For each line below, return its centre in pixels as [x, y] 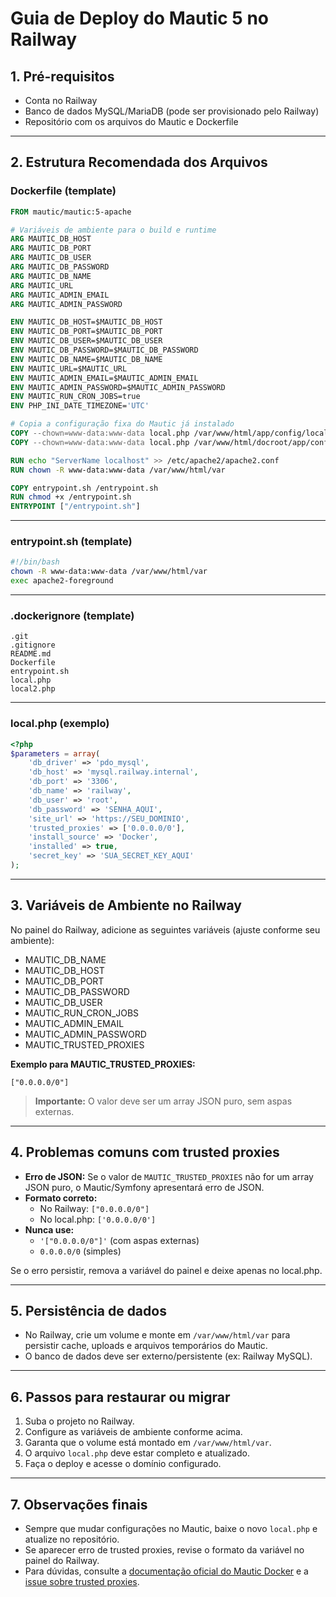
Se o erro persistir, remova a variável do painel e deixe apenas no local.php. [166, 1270]
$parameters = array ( [55, 753]
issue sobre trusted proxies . [82, 1582]
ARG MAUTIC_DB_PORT [51, 248]
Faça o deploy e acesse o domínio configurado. [123, 1464]
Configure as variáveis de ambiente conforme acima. [133, 1432]
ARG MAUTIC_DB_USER [51, 258]
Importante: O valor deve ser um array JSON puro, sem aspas [163, 1101]
